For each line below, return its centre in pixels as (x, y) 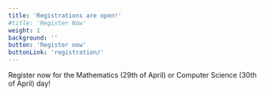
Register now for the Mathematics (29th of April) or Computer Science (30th (132, 75)
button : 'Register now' (47, 45)
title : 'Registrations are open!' (65, 15)
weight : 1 (25, 30)
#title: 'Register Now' (47, 23)
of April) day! (30, 83)
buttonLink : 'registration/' (56, 52)
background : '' (33, 38)
